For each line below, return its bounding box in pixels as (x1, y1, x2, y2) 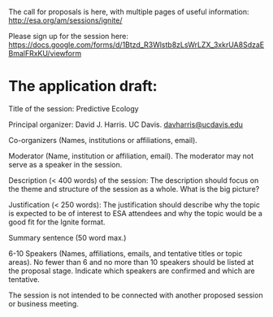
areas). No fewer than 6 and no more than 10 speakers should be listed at (8, 257, 254, 267)
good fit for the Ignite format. (8, 217, 106, 227)
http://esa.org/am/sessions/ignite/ (8, 15, 123, 25)
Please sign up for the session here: (8, 32, 128, 41)
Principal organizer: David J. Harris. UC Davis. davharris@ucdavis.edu (8, 119, 244, 129)
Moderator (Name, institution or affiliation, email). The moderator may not (8, 150, 254, 161)
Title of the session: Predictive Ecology (8, 103, 140, 113)
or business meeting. (8, 298, 79, 308)
